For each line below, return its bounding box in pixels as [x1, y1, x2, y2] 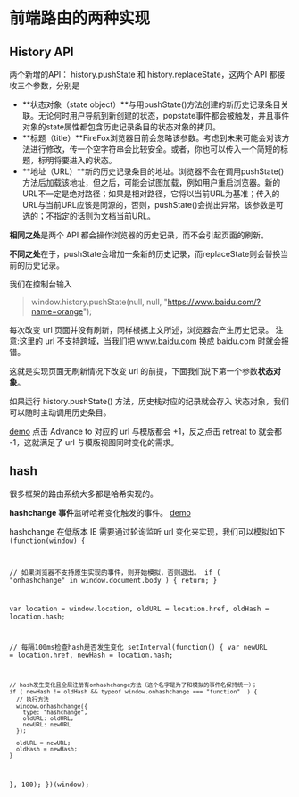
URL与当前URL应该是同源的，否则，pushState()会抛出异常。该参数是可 [21, 200, 284, 210]
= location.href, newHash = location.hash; [9, 651, 174, 660]
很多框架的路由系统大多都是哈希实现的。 [9, 488, 158, 499]
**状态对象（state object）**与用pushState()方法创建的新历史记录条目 [21, 99, 281, 110]
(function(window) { [9, 536, 87, 545]
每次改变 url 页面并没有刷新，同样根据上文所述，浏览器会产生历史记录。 [9, 325, 274, 335]
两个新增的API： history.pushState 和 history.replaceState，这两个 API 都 [9, 69, 278, 79]
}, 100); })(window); [9, 780, 90, 789]
